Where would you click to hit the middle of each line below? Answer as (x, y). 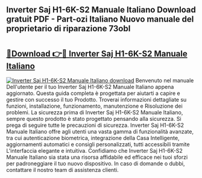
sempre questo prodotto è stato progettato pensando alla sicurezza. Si (94, 119)
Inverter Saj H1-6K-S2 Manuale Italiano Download (101, 10)
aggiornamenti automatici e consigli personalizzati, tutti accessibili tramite (98, 144)
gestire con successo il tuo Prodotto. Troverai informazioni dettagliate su (96, 100)
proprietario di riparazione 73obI (68, 29)
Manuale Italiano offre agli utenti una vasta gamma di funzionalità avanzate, (100, 131)
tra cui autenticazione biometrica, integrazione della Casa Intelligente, (93, 138)
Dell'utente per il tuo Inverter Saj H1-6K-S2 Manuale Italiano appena (90, 87)
